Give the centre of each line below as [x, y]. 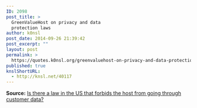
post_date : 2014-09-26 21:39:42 [45, 39]
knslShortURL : [23, 71]
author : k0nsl [23, 33]
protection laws [31, 28]
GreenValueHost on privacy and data [56, 22]
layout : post [22, 50]
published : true [26, 66]
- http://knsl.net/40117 [42, 76]
